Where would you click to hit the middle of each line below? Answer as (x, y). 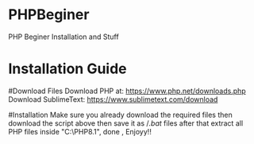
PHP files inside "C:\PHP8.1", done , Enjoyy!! (80, 131)
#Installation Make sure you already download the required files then (120, 115)
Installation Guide (67, 69)
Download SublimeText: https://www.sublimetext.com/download (113, 99)
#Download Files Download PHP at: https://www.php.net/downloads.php (127, 91)
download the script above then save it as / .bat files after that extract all (126, 123)
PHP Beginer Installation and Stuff (63, 37)
